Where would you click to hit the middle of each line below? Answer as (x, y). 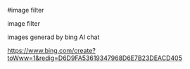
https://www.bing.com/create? (52, 51)
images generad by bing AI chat (53, 37)
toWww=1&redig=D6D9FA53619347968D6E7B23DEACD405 (95, 58)
